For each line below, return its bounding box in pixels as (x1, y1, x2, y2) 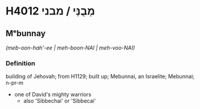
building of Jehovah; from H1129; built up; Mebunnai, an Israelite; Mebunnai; (5, 73, 195, 80)
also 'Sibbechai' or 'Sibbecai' (23, 98, 96, 105)
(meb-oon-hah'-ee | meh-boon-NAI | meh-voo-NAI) (5, 44, 136, 51)
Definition (5, 59, 36, 67)
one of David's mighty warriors (14, 91, 92, 98)
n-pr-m (5, 79, 23, 87)
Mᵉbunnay (5, 28, 46, 39)
